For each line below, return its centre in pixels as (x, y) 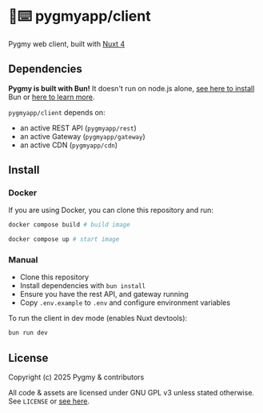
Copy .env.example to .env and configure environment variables (125, 303)
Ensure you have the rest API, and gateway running (104, 295)
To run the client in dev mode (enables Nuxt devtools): (98, 319)
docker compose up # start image (64, 239)
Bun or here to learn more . (52, 97)
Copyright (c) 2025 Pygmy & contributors (76, 377)
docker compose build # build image (69, 225)
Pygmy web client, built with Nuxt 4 (67, 44)
